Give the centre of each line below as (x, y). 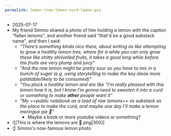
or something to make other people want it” (66, 95)
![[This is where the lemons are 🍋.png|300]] (58, 122)
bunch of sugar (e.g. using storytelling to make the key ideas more (90, 73)
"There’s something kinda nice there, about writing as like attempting (93, 46)
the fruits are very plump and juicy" (57, 62)
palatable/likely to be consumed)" (56, 79)
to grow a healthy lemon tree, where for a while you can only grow (90, 52)
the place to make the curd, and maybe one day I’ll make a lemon (89, 106)
